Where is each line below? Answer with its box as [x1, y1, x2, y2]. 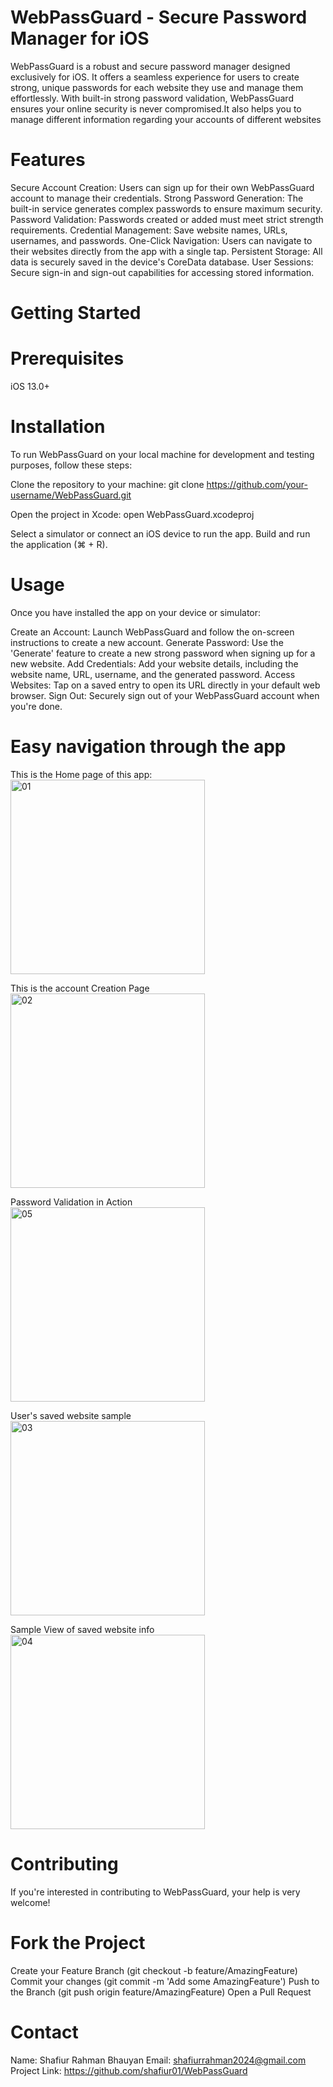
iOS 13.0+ [10, 381, 50, 392]
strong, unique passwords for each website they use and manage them [10, 81, 304, 93]
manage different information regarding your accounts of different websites [10, 113, 322, 125]
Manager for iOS [10, 27, 150, 50]
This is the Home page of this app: [10, 768, 153, 780]
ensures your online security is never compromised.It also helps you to [10, 102, 302, 115]
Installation [10, 416, 106, 438]
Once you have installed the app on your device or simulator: [10, 606, 262, 618]
